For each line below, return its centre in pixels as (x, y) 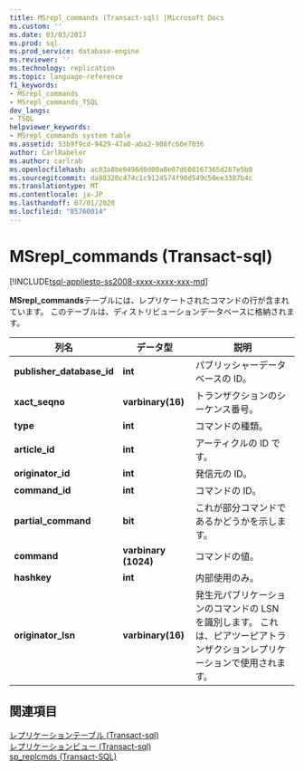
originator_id (42, 473)
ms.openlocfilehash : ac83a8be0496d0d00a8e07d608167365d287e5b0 (131, 169)
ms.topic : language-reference (66, 77)
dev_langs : (30, 111)
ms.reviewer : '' (40, 60)
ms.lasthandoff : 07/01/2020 (62, 203)
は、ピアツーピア (232, 635)
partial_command (52, 520)
